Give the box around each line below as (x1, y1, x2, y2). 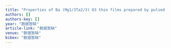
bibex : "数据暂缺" (5, 35, 42, 40)
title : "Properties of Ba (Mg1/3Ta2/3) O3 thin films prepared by (5, 7, 149, 12)
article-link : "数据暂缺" (5, 26, 58, 31)
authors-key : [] (5, 16, 40, 21)
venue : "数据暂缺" (5, 30, 42, 35)
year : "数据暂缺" (5, 21, 39, 26)
